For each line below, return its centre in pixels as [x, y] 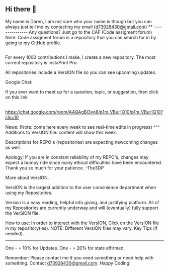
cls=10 [12, 117]
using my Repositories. [29, 193]
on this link [16, 97]
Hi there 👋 [21, 9]
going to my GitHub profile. [33, 43]
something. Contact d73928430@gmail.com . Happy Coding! [68, 263]
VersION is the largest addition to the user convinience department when [81, 187]
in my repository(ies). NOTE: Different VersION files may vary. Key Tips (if [81, 228]
